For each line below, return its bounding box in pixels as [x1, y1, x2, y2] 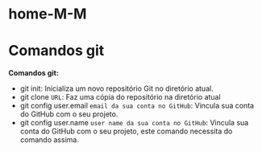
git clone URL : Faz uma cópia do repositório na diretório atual [19, 92, 221, 102]
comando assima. [19, 135, 79, 145]
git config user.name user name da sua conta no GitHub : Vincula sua [19, 118, 249, 128]
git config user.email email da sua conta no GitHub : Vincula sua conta [19, 101, 255, 111]
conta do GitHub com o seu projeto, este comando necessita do [19, 126, 233, 137]
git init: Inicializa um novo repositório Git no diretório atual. [19, 84, 214, 93]
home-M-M [8, 5, 87, 23]
